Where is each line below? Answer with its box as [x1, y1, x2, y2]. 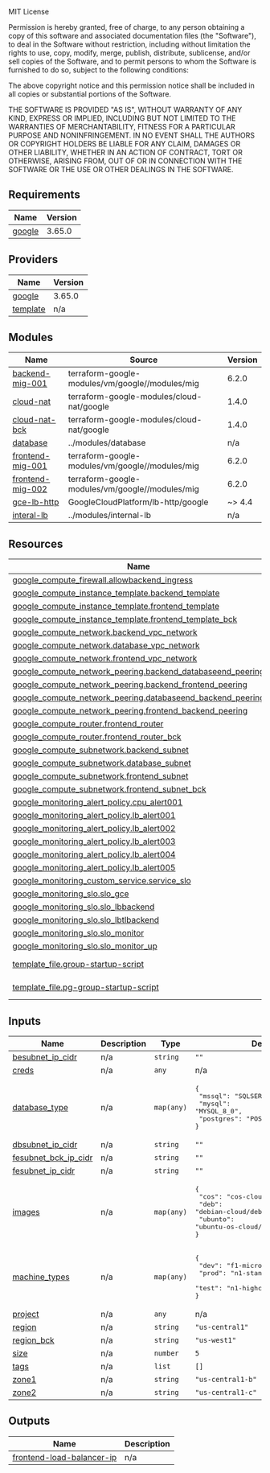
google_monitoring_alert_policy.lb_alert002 [12, 823, 176, 834]
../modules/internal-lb [67, 510, 151, 521]
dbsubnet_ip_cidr [12, 1139, 78, 1150]
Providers [8, 253, 59, 266]
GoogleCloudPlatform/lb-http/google [67, 496, 209, 508]
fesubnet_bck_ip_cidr [12, 1152, 93, 1163]
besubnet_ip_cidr [12, 1051, 78, 1063]
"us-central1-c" [194, 1388, 257, 1397]
